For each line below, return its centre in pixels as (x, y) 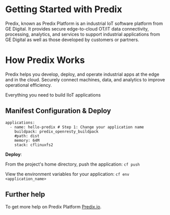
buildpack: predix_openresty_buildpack (57, 131)
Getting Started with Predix (64, 9)
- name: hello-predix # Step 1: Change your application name (77, 127)
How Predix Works (45, 60)
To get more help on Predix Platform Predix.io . (53, 206)
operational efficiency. (29, 85)
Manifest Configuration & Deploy (58, 111)
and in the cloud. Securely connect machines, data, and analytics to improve (85, 79)
